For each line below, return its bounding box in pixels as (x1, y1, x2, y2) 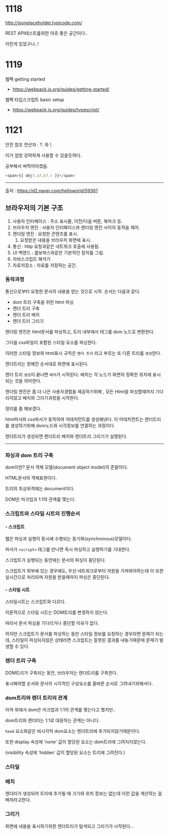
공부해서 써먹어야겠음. (5, 163, 49, 169)
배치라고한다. (5, 797, 31, 803)
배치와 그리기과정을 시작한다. (22, 395, 79, 401)
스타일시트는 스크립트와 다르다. (5, 599, 66, 605)
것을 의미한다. (14, 377, 42, 383)
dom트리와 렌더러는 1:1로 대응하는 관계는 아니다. (5, 718, 100, 724)
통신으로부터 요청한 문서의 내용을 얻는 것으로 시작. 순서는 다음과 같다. (5, 288, 141, 294)
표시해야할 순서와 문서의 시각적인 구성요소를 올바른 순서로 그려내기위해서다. (5, 680, 153, 686)
